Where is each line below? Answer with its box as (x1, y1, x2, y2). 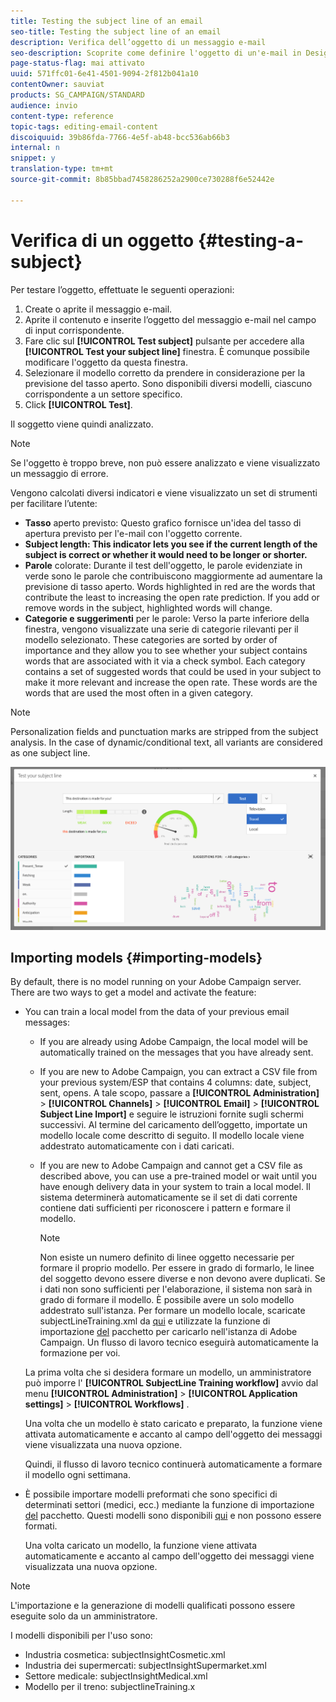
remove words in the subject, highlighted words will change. (24, 601, 273, 614)
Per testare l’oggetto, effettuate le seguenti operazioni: (10, 283, 235, 295)
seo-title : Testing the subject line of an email (10, 26, 222, 37)
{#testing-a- (197, 229, 304, 252)
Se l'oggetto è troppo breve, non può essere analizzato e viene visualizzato (10, 456, 321, 469)
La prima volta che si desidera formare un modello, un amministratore (24, 1366, 312, 1379)
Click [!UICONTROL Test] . (24, 398, 133, 410)
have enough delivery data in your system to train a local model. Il (39, 1181, 312, 1193)
